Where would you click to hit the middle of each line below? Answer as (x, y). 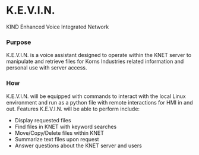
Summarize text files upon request (57, 139)
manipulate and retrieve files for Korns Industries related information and (95, 61)
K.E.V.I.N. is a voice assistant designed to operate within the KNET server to (99, 55)
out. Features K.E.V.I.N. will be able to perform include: (73, 109)
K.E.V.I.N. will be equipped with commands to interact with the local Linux (96, 96)
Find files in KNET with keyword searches (66, 126)
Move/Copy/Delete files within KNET (59, 133)
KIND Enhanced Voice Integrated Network (58, 27)
